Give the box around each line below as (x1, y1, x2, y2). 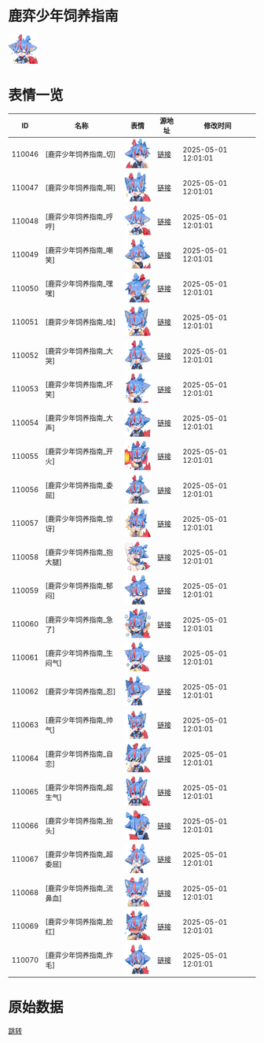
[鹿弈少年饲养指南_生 (45, 648, 114, 657)
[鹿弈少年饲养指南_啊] (45, 183, 116, 193)
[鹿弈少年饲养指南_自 (45, 749, 114, 758)
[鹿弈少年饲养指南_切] (45, 150, 116, 159)
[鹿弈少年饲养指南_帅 (45, 716, 114, 725)
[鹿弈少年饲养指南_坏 (45, 379, 114, 389)
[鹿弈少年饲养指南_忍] (45, 686, 116, 697)
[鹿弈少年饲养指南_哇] (45, 317, 116, 327)
